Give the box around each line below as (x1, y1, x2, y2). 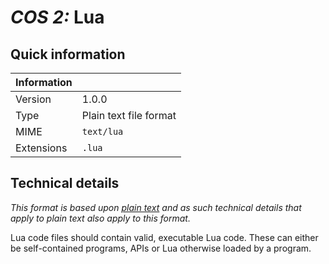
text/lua (81, 126, 124, 137)
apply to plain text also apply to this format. (10, 212, 191, 224)
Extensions (15, 141, 68, 155)
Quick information (10, 46, 126, 63)
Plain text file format (81, 109, 177, 122)
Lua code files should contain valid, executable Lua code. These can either (10, 231, 319, 243)
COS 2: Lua (10, 6, 105, 29)
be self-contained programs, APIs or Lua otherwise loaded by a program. (10, 242, 312, 254)
